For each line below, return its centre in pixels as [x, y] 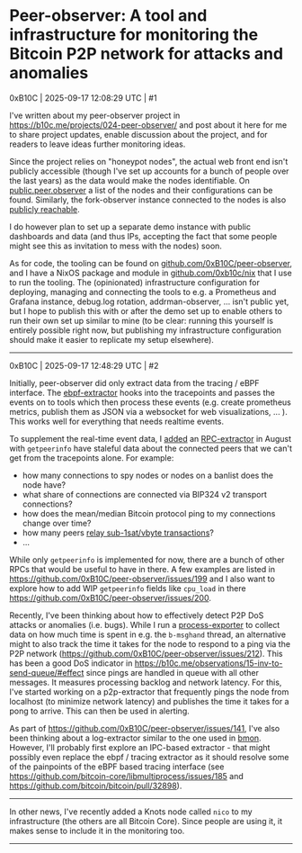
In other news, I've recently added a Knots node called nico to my [131, 812]
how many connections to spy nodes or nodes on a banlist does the [148, 475]
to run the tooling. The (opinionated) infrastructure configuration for [135, 282]
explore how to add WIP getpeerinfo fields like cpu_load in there [128, 588]
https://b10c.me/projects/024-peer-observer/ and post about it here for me [148, 125]
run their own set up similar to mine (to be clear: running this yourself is [142, 320]
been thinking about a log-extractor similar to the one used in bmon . [136, 738]
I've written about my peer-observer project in [95, 115]
